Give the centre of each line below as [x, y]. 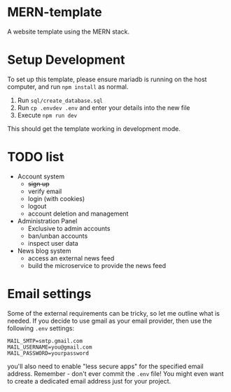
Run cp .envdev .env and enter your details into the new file [104, 107]
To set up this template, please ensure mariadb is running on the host [107, 79]
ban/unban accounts [58, 236]
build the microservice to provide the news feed [97, 265]
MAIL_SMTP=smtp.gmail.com [45, 341]
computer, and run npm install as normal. [68, 86]
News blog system [44, 251]
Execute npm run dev [47, 115]
